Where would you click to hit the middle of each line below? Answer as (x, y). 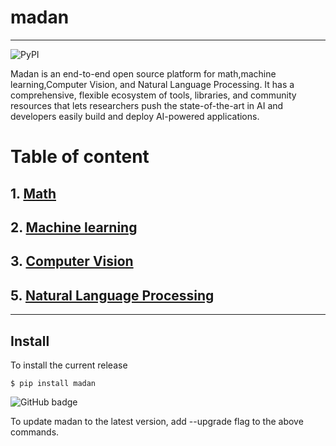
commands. (35, 432)
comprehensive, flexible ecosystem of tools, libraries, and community (153, 95)
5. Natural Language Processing (112, 295)
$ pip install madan (53, 383)
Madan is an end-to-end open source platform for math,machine (143, 73)
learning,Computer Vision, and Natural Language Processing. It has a (152, 84)
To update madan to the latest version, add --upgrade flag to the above (157, 421)
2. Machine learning (74, 227)
